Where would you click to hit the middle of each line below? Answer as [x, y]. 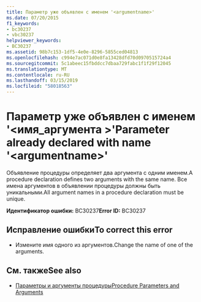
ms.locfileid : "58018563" [39, 87]
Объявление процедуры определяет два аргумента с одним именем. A [100, 172]
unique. [16, 199]
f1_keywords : [23, 23]
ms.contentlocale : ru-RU [38, 75]
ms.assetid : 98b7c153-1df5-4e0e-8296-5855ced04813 [72, 52]
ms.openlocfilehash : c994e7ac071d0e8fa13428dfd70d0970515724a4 [89, 58]
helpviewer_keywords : [34, 41]
